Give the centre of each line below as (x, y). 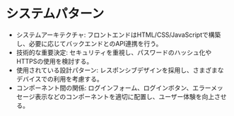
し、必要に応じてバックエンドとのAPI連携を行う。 (89, 43)
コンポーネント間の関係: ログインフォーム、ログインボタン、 (104, 88)
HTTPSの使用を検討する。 (54, 61)
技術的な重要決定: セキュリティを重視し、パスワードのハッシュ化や (114, 52)
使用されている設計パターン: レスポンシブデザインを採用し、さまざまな (120, 70)
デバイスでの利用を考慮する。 (59, 79)
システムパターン (55, 14)
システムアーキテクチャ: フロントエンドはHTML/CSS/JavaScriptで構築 (118, 35)
